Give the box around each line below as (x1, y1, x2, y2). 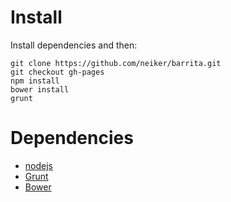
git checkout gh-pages (10, 67, 105, 77)
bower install (10, 84, 70, 95)
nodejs (24, 159, 53, 171)
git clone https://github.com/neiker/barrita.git (10, 58, 222, 68)
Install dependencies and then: (10, 39, 138, 51)
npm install (10, 76, 60, 86)
